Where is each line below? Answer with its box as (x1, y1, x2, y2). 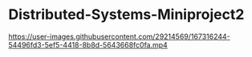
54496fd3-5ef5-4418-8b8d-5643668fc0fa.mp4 (8, 40, 169, 49)
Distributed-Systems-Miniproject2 (8, 6, 245, 24)
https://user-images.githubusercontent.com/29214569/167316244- (8, 32, 230, 41)
